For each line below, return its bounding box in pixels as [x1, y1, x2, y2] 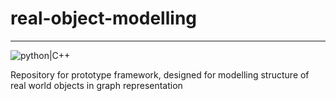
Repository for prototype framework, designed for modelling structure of [10, 68, 310, 81]
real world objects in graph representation [10, 79, 183, 91]
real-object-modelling [10, 7, 198, 30]
